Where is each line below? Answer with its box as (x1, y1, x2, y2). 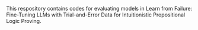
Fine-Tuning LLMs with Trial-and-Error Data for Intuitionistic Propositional (6, 11, 186, 18)
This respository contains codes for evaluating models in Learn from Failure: (6, 5, 193, 12)
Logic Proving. (6, 18, 41, 24)
